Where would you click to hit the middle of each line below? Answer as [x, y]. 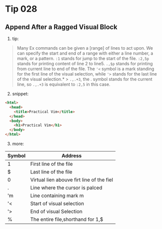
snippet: [20, 94]
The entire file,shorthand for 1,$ [67, 219]
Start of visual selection [57, 203]
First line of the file [51, 164]
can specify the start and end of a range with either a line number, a [85, 53]
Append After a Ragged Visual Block [61, 27]
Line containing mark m [57, 196]
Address [72, 156]
